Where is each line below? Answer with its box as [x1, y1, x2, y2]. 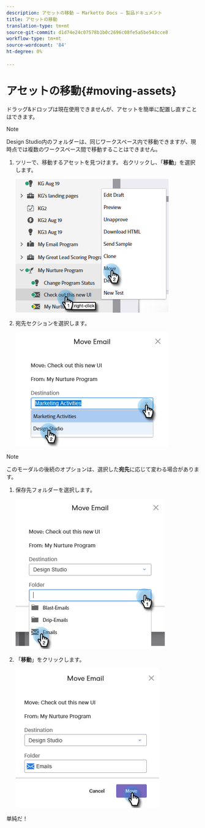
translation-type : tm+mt [6, 23, 70, 29]
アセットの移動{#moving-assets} [6, 84, 177, 98]
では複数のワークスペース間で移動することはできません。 [17, 146, 161, 153]
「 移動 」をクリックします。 [15, 656, 85, 663]
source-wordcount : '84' [6, 42, 67, 48]
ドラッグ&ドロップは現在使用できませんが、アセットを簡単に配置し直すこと [6, 105, 198, 113]
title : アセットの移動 [6, 16, 58, 23]
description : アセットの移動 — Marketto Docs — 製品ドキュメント [6, 10, 163, 16]
